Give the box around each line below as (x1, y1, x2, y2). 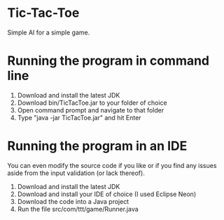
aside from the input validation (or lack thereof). (7, 169, 145, 177)
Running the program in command (7, 53, 210, 69)
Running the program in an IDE (7, 138, 188, 154)
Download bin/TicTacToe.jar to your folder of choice (17, 98, 167, 107)
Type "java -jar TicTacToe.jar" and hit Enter (17, 113, 141, 122)
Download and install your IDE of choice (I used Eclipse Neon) (17, 190, 197, 198)
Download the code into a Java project (17, 197, 129, 205)
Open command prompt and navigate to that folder (17, 105, 164, 114)
